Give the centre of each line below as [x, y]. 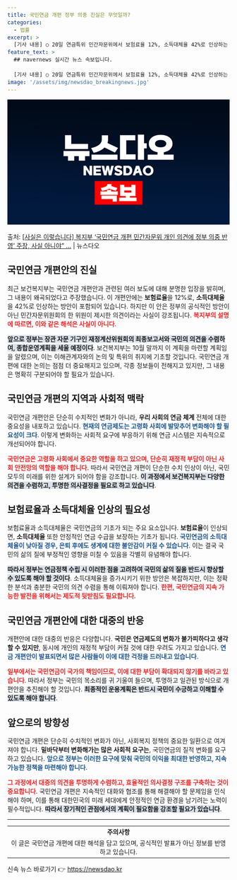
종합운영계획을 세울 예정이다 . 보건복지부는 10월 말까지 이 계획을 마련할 [113, 347]
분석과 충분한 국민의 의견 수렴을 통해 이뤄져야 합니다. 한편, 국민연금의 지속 [116, 587]
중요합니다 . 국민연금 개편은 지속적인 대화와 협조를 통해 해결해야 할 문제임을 [110, 792]
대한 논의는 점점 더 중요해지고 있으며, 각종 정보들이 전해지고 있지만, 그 [116, 365]
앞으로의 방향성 [38, 723]
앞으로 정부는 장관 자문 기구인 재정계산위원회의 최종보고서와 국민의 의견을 [107, 339]
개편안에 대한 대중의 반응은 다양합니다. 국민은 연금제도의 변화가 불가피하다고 [111, 639]
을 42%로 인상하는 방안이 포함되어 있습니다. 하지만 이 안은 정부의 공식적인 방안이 [119, 306]
